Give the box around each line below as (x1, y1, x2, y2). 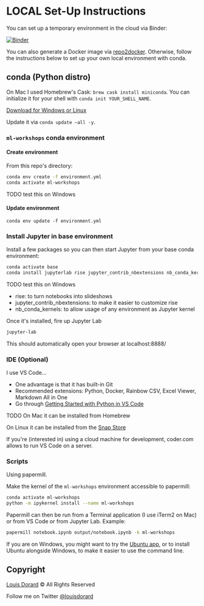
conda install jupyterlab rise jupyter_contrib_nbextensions (6, 270, 165, 276)
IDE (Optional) (6, 355, 49, 363)
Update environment (6, 204, 59, 212)
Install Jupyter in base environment (6, 232, 114, 240)
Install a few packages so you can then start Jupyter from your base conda (6, 246, 194, 253)
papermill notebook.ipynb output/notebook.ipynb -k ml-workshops (6, 529, 175, 536)
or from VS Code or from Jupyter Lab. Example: (6, 518, 126, 525)
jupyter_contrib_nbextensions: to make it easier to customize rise (15, 299, 178, 306)
